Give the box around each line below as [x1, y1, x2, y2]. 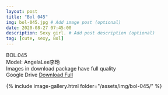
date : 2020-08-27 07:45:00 [6, 24, 72, 31]
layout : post [6, 8, 38, 15]
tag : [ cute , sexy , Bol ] [6, 36, 64, 41]
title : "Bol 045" [6, 14, 48, 20]
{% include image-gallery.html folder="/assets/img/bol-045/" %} [6, 83, 162, 89]
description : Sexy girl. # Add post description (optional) [6, 30, 156, 36]
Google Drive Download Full [6, 71, 73, 78]
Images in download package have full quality [6, 65, 117, 72]
